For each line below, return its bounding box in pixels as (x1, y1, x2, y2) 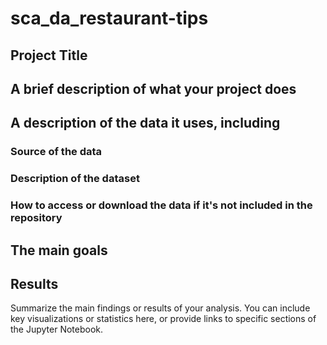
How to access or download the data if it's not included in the (10, 198, 313, 212)
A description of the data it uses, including (10, 115, 281, 132)
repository (10, 211, 63, 225)
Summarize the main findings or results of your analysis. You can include (10, 302, 311, 314)
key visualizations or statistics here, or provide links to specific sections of (10, 313, 317, 325)
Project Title (10, 47, 88, 64)
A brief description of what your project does (10, 80, 297, 97)
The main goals (10, 242, 108, 259)
